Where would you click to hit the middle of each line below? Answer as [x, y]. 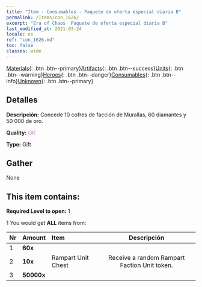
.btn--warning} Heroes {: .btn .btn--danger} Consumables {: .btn [83, 74]
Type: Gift [19, 144]
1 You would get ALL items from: [46, 223]
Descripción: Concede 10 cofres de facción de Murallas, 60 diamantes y [96, 115]
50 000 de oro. [25, 121]
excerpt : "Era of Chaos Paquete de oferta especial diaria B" [87, 23]
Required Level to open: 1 [38, 211]
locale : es [20, 34]
